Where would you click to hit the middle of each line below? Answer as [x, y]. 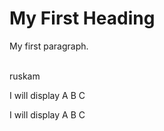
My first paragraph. [49, 46]
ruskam [25, 76]
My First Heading [82, 18]
